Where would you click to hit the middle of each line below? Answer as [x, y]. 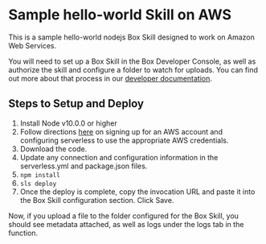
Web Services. [33, 45]
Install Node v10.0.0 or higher [69, 123]
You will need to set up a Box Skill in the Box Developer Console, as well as [132, 61]
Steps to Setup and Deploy [76, 103]
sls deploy [38, 184]
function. [23, 233]
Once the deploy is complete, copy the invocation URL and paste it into [137, 192]
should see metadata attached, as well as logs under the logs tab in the [126, 224]
